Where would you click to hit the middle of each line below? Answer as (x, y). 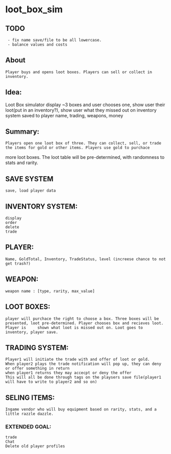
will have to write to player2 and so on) (51, 382)
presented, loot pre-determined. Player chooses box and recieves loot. (84, 323)
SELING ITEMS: (30, 397)
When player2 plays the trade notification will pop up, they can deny (83, 364)
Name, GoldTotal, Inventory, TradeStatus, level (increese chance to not (86, 259)
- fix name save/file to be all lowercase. (55, 40)
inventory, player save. (32, 332)
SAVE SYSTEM (29, 179)
